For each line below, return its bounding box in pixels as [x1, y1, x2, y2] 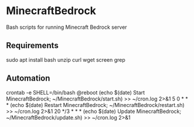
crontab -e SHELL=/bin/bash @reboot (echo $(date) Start [6, 89, 145, 96]
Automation [6, 73, 50, 83]
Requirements [6, 41, 59, 51]
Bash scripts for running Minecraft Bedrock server [6, 24, 127, 31]
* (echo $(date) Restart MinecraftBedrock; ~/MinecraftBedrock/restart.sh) [6, 101, 185, 108]
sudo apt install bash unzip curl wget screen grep [6, 56, 126, 63]
